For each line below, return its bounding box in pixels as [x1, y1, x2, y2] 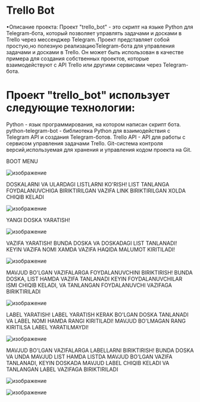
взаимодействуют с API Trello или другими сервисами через [6, 61, 162, 68]
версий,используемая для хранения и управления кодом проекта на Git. [6, 146, 192, 153]
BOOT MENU [6, 157, 39, 164]
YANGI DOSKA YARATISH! [6, 216, 70, 223]
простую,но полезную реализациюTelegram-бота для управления [6, 42, 175, 49]
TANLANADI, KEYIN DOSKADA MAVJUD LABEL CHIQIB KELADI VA [6, 359, 170, 366]
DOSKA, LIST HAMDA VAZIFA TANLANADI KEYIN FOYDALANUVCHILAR [6, 275, 183, 282]
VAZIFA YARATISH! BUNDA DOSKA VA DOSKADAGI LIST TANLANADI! [6, 239, 177, 247]
